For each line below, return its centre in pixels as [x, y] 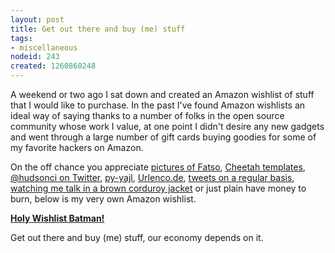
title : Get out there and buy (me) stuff [98, 29]
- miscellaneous [44, 47]
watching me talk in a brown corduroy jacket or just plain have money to [158, 188]
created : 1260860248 [53, 66]
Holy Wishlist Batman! [57, 218]
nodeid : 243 [35, 57]
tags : [21, 38]
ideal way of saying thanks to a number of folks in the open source [147, 115]
